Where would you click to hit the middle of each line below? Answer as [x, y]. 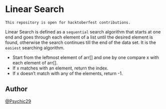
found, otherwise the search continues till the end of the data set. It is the [81, 42]
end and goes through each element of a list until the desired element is [79, 37]
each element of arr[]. [35, 62]
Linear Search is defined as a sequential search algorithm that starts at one [83, 31]
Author [16, 89]
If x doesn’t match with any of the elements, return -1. [67, 73]
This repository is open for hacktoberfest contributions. [68, 22]
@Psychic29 [18, 101]
